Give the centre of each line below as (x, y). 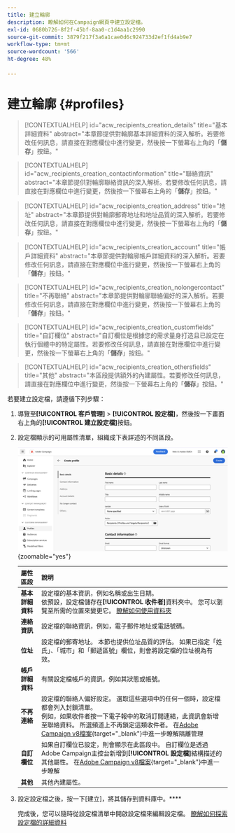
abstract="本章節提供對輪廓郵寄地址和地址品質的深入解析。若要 (127, 214)
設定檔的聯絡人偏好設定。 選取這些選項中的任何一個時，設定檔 (131, 699)
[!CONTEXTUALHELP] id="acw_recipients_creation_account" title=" (122, 247)
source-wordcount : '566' (43, 52)
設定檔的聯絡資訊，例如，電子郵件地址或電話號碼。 (115, 626)
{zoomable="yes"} (44, 556)
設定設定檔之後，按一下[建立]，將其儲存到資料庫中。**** (99, 799)
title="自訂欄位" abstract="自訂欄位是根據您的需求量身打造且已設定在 (124, 335)
